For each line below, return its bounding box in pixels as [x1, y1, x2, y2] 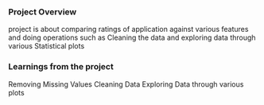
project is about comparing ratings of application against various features [8, 25, 249, 34]
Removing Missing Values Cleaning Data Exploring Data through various [8, 79, 244, 89]
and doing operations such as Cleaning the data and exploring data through [8, 33, 256, 42]
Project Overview [8, 6, 77, 17]
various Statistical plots [8, 41, 85, 51]
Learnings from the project [8, 61, 114, 72]
